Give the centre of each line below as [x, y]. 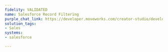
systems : [14, 33]
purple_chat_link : [24, 19]
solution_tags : [21, 24]
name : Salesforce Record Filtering [42, 14]
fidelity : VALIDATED [26, 10]
